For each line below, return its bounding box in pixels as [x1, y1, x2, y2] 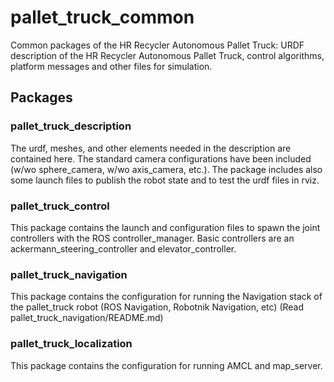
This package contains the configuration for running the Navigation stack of [10, 291, 323, 303]
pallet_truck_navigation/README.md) [10, 312, 164, 324]
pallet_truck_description [10, 119, 132, 133]
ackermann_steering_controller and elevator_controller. [10, 242, 237, 255]
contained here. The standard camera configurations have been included [10, 152, 312, 165]
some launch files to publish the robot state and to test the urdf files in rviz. [10, 174, 320, 186]
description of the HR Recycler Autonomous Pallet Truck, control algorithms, [10, 49, 325, 61]
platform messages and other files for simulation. [10, 60, 213, 72]
